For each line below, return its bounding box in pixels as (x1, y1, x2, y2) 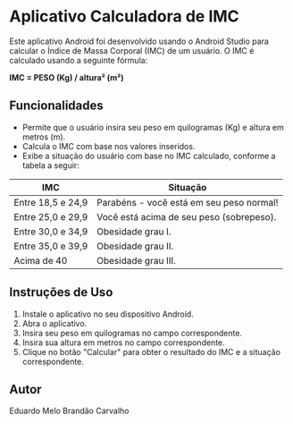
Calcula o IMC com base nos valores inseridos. (21, 140, 196, 151)
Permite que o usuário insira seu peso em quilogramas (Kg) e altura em (21, 122, 284, 132)
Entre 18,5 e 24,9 (13, 196, 88, 208)
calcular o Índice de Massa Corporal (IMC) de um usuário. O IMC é (9, 45, 255, 55)
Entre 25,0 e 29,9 (13, 210, 88, 223)
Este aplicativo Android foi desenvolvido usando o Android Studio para (9, 36, 270, 47)
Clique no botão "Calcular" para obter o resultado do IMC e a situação (21, 346, 281, 357)
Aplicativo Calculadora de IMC (9, 6, 239, 27)
